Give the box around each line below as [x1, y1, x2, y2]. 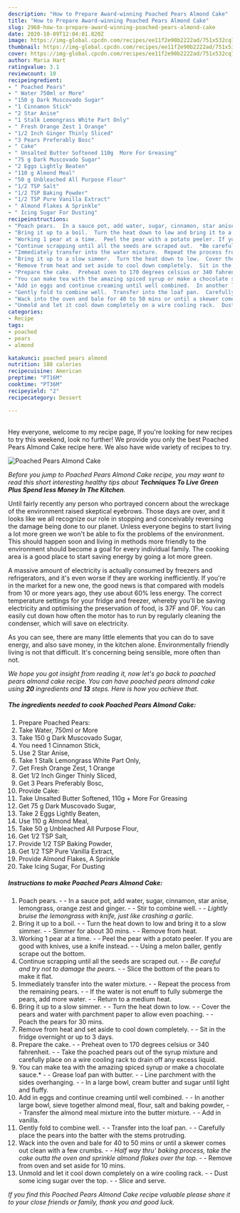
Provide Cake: [18, 786, 60, 795]
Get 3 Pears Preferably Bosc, [18, 779, 104, 788]
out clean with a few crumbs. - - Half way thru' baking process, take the [18, 1146, 231, 1155]
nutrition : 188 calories [8, 361, 82, 368]
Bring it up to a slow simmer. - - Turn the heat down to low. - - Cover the [18, 1002, 231, 1011]
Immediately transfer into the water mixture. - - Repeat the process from [18, 980, 231, 989]
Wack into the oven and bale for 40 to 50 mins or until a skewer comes [18, 1139, 226, 1147]
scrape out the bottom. [18, 949, 86, 958]
